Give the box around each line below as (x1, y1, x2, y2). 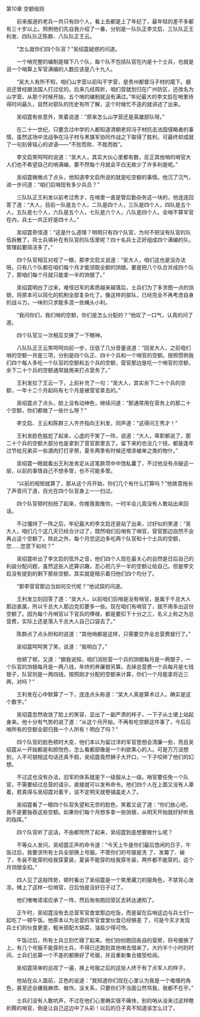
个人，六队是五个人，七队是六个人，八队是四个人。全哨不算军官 (37, 209, 194, 216)
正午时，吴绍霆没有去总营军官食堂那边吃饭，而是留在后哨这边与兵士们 (16, 909, 189, 916)
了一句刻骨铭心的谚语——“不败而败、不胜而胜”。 (6, 141, 126, 148)
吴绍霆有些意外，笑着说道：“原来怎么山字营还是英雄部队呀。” (16, 113, 165, 120)
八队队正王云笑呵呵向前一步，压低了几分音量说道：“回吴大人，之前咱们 (16, 345, 192, 351)
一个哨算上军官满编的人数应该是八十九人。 (11, 66, 116, 73)
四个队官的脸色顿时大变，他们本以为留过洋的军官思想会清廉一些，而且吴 (16, 739, 194, 745)
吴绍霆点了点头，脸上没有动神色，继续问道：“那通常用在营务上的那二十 (16, 399, 192, 407)
